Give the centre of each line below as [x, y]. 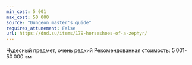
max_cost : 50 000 [28, 17]
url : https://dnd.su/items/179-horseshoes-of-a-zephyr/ [77, 34]
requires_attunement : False [41, 28]
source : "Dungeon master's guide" [49, 22]
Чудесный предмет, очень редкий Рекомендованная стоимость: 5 [91, 50]
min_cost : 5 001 [26, 12]
